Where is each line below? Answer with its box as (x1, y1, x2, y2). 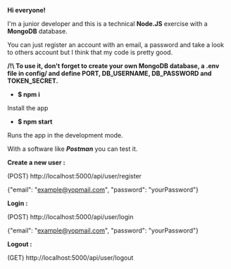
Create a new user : (7, 158, 65, 166)
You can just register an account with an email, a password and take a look (7, 41, 224, 48)
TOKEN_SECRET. (7, 77, 58, 85)
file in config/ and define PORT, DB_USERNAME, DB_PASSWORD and (7, 70, 212, 77)
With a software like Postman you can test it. (7, 145, 138, 153)
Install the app (7, 104, 49, 112)
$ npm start (17, 117, 53, 126)
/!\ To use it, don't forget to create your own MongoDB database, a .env (7, 62, 220, 70)
